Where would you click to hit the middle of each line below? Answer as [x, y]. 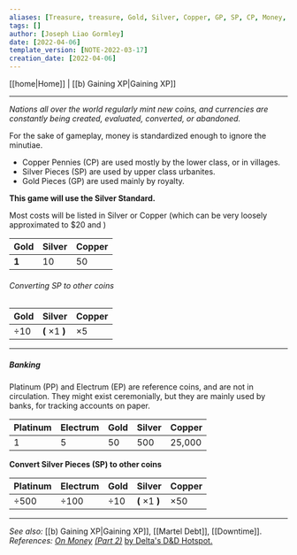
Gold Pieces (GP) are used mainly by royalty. [103, 181]
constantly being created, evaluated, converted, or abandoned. [125, 119]
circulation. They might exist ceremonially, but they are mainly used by [137, 397]
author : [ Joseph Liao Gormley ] [67, 34]
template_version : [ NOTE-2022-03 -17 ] [79, 50]
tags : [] [25, 26]
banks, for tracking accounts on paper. [80, 406]
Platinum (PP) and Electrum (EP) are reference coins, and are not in [131, 387]
